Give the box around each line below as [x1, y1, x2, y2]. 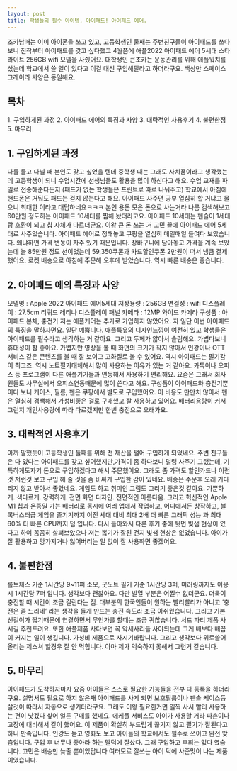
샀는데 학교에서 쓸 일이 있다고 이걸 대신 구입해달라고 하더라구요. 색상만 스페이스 [7, 64, 226, 72]
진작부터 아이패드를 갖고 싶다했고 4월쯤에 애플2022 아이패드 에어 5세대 [20, 46, 217, 55]
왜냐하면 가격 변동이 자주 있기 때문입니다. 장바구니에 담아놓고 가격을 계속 [16, 238, 217, 247]
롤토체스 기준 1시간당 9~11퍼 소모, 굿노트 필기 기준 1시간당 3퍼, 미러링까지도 [7, 579, 216, 589]
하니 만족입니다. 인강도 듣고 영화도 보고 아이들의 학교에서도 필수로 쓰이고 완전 [7, 729, 221, 738]
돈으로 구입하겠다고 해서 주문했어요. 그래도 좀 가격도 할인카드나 [43, 466, 217, 475]
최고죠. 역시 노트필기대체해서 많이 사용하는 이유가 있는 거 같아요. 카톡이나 [14, 361, 217, 370]
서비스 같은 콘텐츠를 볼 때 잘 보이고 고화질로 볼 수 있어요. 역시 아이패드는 [7, 352, 207, 360]
